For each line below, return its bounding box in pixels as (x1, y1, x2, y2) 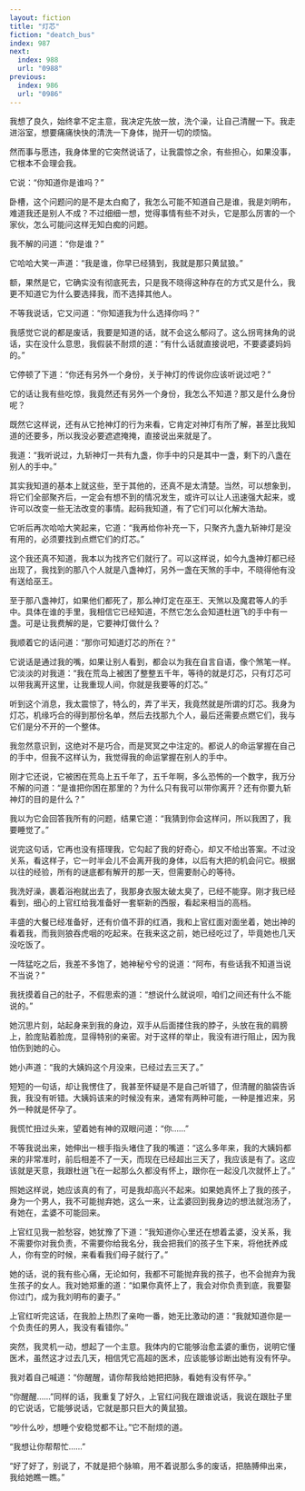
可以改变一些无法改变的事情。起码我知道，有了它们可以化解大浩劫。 (16, 502, 272, 513)
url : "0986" (17, 89, 64, 98)
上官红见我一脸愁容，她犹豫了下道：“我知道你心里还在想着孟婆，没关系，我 (9, 1226, 292, 1237)
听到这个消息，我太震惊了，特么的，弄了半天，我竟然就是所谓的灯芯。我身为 (9, 698, 296, 709)
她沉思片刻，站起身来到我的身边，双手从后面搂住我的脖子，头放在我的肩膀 (9, 1019, 288, 1030)
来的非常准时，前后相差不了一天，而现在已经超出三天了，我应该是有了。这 (9, 1153, 288, 1164)
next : (9, 47, 30, 56)
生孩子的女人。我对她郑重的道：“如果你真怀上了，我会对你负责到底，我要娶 (9, 1279, 292, 1290)
